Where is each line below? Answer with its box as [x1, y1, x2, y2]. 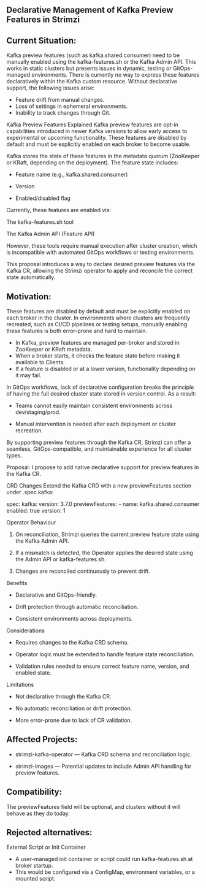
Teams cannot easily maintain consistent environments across [15, 402, 173, 410]
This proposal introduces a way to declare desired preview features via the [6, 261, 195, 268]
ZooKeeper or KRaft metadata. [15, 346, 93, 353]
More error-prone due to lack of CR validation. [15, 717, 132, 724]
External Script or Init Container [6, 843, 86, 851]
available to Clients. [15, 359, 65, 366]
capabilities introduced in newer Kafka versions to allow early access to [6, 128, 188, 135]
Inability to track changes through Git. [15, 109, 111, 117]
